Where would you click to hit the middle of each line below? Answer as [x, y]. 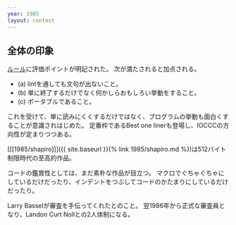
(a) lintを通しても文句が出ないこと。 [70, 84]
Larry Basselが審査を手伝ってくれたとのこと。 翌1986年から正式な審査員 [113, 206]
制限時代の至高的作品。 [41, 158]
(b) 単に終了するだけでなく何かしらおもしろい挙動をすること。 [109, 93]
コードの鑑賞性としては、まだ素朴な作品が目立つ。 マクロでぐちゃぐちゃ [113, 173]
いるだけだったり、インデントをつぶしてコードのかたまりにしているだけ [124, 182]
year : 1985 [23, 14]
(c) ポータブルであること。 [56, 102]
